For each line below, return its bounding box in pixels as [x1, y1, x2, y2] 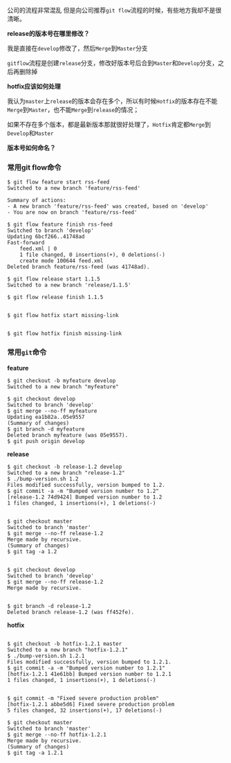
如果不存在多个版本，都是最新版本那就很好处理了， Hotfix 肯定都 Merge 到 [7, 120, 211, 128]
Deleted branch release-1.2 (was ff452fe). [7, 609, 135, 616]
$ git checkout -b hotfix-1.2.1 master [7, 640, 122, 647]
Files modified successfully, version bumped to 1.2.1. [7, 658, 172, 665]
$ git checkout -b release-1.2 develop [7, 463, 122, 470]
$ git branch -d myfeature [7, 425, 85, 433]
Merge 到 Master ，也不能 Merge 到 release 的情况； [7, 106, 140, 114]
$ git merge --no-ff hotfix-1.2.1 [7, 731, 107, 738]
